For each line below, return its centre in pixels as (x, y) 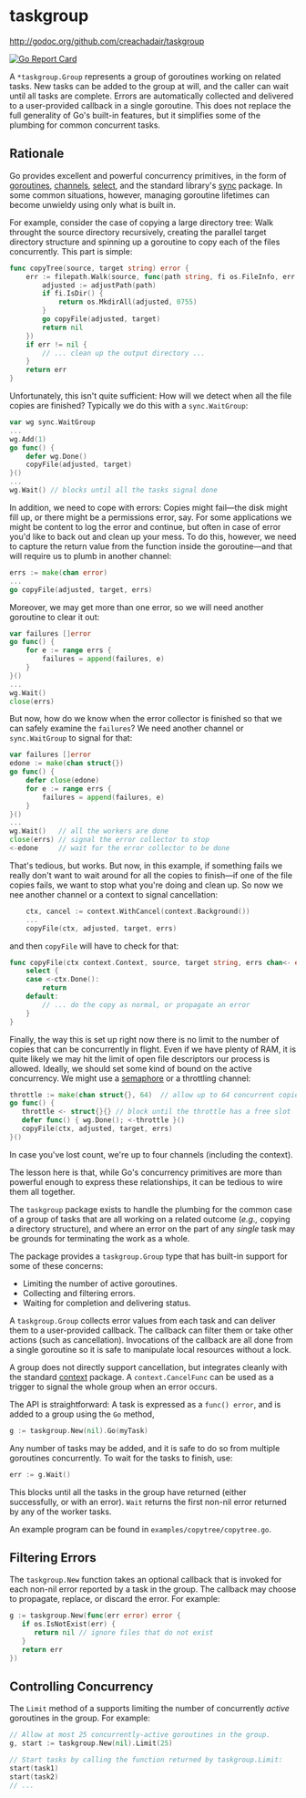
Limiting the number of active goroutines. (100, 1284)
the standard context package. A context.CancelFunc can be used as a (142, 1377)
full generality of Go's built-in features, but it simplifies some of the (135, 115)
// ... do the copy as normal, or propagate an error (146, 1004)
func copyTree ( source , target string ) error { (99, 268)
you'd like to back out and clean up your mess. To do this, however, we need (153, 536)
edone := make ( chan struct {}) (67, 764)
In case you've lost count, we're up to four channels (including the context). (151, 1154)
